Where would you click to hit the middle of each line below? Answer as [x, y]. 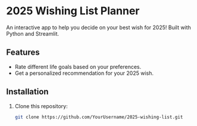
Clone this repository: [41, 106]
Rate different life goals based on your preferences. [78, 67]
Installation [27, 92]
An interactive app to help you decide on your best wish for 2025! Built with [99, 27]
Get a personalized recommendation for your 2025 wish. [84, 73]
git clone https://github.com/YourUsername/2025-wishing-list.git [99, 117]
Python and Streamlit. [33, 33]
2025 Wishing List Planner [73, 11]
